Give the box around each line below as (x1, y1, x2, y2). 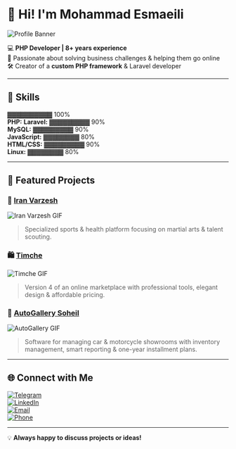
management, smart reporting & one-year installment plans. (24, 345, 198, 354)
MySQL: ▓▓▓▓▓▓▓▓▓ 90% (7, 125, 89, 133)
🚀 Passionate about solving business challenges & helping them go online (7, 53, 220, 62)
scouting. (24, 232, 52, 241)
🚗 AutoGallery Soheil (7, 308, 79, 317)
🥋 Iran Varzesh (7, 196, 58, 205)
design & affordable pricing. (24, 290, 105, 298)
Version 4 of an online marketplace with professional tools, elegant (24, 283, 218, 291)
